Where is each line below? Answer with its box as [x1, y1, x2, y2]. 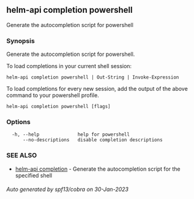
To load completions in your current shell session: [6, 63, 132, 70]
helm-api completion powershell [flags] [6, 104, 111, 110]
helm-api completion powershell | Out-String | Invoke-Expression [6, 74, 179, 80]
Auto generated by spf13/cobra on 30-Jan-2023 [6, 185, 129, 193]
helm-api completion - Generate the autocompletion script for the [15, 165, 181, 173]
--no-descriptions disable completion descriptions [22, 137, 163, 143]
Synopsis [6, 36, 35, 45]
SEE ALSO [6, 151, 37, 160]
